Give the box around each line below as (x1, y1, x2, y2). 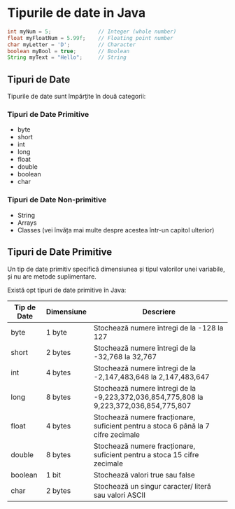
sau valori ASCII (93, 490, 145, 500)
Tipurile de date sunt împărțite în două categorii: (7, 92, 146, 101)
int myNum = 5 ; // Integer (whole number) (7, 28, 177, 35)
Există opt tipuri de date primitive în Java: (7, 286, 127, 294)
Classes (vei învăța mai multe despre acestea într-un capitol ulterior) (17, 225, 215, 234)
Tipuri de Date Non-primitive (7, 195, 107, 204)
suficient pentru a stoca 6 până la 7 (93, 421, 210, 431)
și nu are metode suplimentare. (7, 272, 97, 281)
